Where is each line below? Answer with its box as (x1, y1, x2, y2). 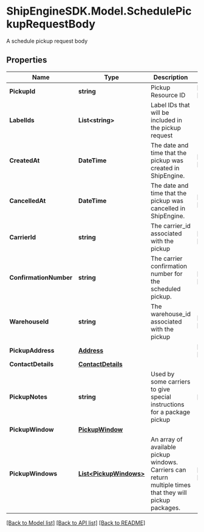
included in (151, 116, 182, 124)
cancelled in (151, 204, 186, 212)
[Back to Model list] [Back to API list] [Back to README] (6, 519, 146, 527)
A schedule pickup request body (6, 37, 88, 44)
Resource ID (151, 91, 186, 99)
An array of (151, 435, 183, 443)
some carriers (151, 377, 191, 385)
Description (153, 73, 188, 81)
